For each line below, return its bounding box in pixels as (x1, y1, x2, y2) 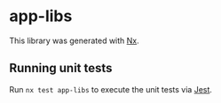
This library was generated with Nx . (9, 35, 139, 46)
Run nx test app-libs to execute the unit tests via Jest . (9, 84, 213, 94)
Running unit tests (9, 61, 113, 76)
